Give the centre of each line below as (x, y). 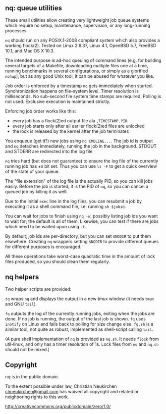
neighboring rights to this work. (37, 397)
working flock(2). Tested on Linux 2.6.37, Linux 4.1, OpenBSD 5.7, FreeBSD (81, 45)
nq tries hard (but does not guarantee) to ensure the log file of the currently (82, 161)
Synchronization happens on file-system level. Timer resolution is (72, 91)
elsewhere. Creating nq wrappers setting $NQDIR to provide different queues (82, 241)
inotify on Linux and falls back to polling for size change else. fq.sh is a (79, 324)
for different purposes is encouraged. (43, 247)
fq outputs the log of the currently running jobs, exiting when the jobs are (80, 313)
